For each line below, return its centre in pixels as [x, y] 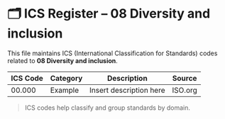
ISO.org [185, 90]
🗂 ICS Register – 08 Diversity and [109, 14]
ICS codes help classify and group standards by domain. [107, 108]
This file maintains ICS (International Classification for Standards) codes [112, 53]
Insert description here [127, 90]
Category [66, 78]
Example [65, 90]
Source [185, 78]
